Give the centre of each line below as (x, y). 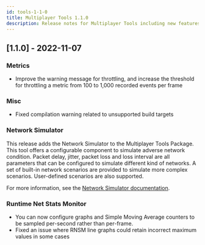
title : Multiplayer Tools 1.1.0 (47, 18)
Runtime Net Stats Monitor (46, 203)
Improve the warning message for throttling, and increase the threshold (105, 79)
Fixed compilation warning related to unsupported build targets (94, 114)
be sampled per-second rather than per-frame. (74, 223)
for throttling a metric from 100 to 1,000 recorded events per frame (99, 86)
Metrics (18, 65)
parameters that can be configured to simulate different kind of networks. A (101, 163)
